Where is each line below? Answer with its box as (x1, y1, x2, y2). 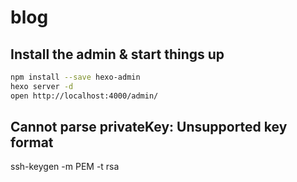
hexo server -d (10, 81, 74, 91)
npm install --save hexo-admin (10, 72, 141, 82)
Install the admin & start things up (10, 46, 225, 63)
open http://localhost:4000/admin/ (10, 91, 159, 101)
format (10, 134, 54, 151)
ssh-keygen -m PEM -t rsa (10, 161, 120, 173)
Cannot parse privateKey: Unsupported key (10, 119, 288, 136)
